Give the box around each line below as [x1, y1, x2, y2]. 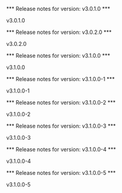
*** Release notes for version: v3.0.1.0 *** [6, 5, 111, 12]
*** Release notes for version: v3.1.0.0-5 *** [6, 169, 116, 176]
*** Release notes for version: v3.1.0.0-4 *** [6, 146, 117, 153]
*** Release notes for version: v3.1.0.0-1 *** [6, 76, 115, 82]
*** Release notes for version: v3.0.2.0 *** [6, 28, 112, 36]
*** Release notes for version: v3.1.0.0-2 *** [6, 99, 116, 106]
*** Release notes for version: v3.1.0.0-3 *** [6, 122, 116, 129]
